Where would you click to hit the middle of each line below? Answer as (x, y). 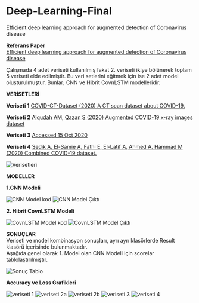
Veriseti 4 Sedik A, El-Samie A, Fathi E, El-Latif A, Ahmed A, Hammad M (94, 146)
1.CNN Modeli (23, 188)
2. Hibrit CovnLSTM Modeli (40, 211)
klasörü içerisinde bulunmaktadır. (47, 247)
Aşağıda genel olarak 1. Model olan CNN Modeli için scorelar (80, 253)
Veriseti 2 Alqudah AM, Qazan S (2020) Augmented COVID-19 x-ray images (99, 117)
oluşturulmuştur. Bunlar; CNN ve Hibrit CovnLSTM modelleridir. (83, 82)
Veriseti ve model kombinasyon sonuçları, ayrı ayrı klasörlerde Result (91, 240)
